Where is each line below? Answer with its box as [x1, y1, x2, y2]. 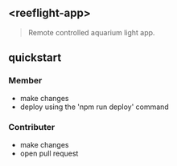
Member [8, 75, 43, 87]
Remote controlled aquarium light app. [27, 27, 155, 37]
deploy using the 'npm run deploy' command [19, 102, 169, 111]
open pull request [19, 148, 79, 158]
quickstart [8, 51, 62, 65]
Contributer [8, 122, 56, 133]
